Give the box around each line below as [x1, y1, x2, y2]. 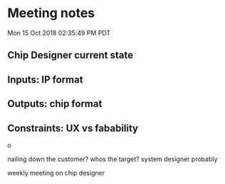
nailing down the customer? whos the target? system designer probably [7, 155, 218, 163]
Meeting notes [7, 5, 95, 21]
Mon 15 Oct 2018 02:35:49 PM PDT [7, 29, 111, 37]
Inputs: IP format [7, 73, 83, 86]
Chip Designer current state [7, 49, 134, 61]
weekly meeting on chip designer [7, 168, 105, 177]
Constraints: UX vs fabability [7, 122, 139, 134]
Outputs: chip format [7, 98, 103, 110]
